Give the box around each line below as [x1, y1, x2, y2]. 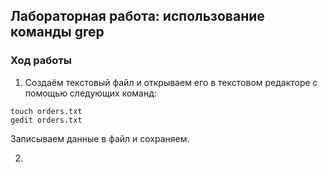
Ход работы [10, 54, 72, 68]
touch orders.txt [10, 106, 83, 116]
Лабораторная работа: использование [10, 8, 265, 25]
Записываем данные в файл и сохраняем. [10, 132, 190, 144]
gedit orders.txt [10, 115, 83, 125]
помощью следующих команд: [24, 87, 157, 99]
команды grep [10, 24, 105, 41]
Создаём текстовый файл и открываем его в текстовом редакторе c [24, 76, 318, 88]
